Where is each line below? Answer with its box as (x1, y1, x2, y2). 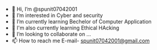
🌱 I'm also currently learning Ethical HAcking (11, 24, 120, 31)
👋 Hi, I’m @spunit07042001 (11, 6, 78, 12)
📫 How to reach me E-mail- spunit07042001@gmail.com (11, 37, 150, 44)
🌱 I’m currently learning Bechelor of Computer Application (11, 18, 152, 25)
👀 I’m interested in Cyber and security (11, 12, 103, 19)
